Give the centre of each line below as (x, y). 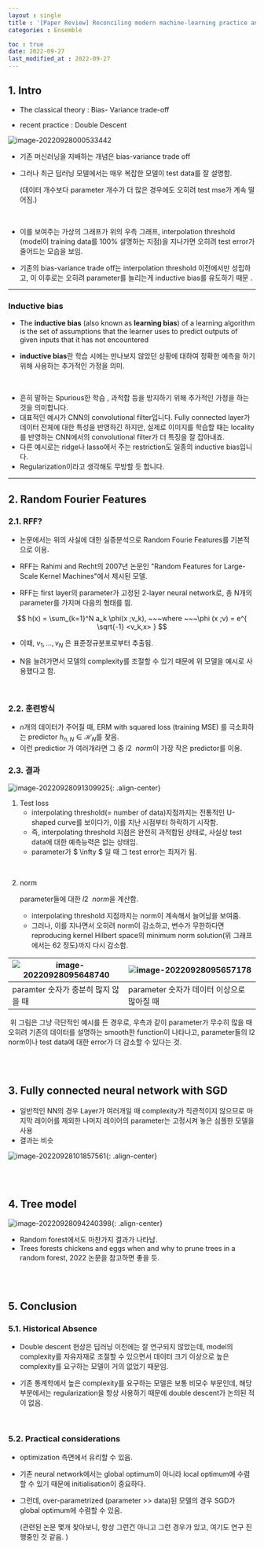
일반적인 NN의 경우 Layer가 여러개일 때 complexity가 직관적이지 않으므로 (132, 1110)
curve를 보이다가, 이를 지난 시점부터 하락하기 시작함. (138, 822)
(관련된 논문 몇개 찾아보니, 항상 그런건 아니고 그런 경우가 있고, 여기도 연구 (132, 1527)
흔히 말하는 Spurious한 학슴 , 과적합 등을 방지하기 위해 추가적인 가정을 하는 (134, 398)
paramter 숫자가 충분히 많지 (61, 989)
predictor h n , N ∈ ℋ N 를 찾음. (73, 738)
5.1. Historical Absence (53, 1328)
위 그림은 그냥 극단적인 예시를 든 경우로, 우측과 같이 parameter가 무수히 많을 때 (131, 1022)
